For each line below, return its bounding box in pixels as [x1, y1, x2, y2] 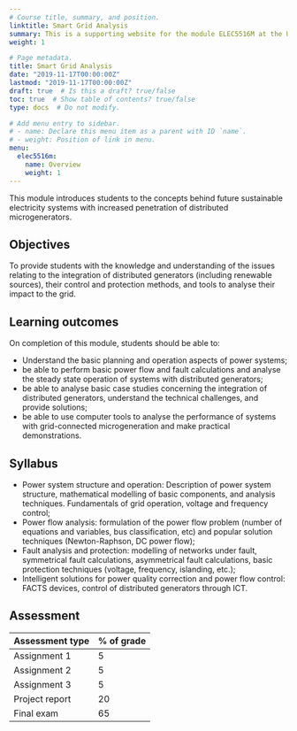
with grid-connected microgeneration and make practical [21, 421, 231, 432]
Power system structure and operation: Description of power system [21, 479, 271, 489]
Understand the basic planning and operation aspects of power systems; [21, 355, 288, 365]
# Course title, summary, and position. [9, 12, 161, 22]
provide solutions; [21, 402, 88, 412]
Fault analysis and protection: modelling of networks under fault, [21, 545, 258, 556]
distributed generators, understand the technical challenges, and [21, 393, 259, 404]
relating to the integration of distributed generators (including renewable [9, 270, 272, 281]
